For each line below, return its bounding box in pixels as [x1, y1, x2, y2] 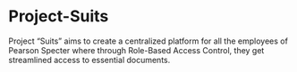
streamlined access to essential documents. [8, 54, 171, 65]
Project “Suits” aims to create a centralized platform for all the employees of [8, 36, 288, 46]
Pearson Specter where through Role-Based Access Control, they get [8, 44, 265, 55]
